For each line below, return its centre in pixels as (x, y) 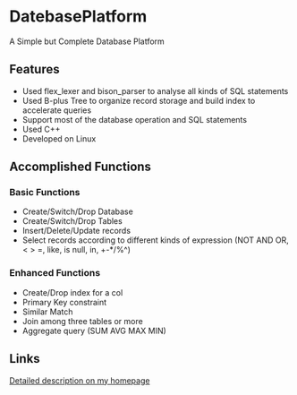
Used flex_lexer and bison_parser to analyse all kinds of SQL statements (155, 90)
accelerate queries (57, 110)
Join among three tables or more (82, 321)
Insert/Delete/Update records (76, 231)
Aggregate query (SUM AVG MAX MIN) (94, 331)
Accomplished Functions (81, 167)
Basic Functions (45, 193)
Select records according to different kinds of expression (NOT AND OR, (155, 240)
